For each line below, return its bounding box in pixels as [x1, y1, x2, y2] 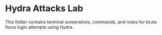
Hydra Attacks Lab [5, 3, 83, 14]
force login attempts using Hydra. [5, 24, 74, 30]
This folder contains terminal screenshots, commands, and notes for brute [5, 19, 158, 25]
